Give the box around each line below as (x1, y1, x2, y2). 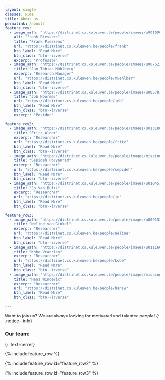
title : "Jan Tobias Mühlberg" (14, 67, 76, 72)
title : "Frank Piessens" (14, 39, 65, 44)
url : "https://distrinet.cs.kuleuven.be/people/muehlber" (14, 76, 135, 81)
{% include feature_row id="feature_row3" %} (5, 370, 99, 376)
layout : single (5, 7, 36, 12)
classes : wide (5, 12, 34, 17)
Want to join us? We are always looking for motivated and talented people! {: (5, 313, 160, 318)
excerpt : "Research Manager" (14, 71, 74, 76)
